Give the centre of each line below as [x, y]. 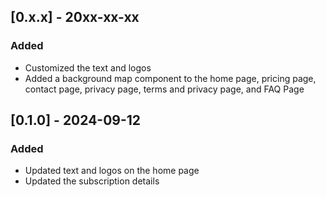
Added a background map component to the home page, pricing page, [170, 78]
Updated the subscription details [92, 181]
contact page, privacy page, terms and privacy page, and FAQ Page [164, 89]
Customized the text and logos [88, 67]
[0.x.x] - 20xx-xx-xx [75, 17]
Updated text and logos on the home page [112, 171]
